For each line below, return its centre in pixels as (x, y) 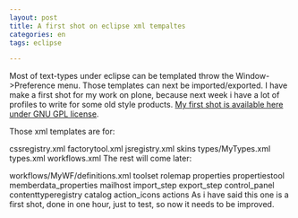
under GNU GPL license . (54, 114)
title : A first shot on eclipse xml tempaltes (98, 26)
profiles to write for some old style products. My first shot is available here (146, 105)
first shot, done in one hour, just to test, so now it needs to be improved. (142, 205)
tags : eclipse (36, 43)
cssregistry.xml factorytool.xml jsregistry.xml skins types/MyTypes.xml (140, 149)
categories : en (38, 34)
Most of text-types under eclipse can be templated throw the (122, 76)
